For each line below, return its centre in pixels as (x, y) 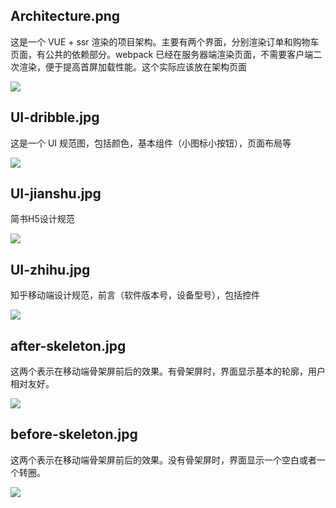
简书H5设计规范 (42, 219)
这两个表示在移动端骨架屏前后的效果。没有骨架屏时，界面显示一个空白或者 (163, 460)
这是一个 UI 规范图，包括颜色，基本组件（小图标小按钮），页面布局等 (151, 143)
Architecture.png (65, 16)
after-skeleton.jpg (68, 345)
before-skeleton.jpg (74, 434)
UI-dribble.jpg (55, 117)
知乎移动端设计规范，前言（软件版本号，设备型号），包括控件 (135, 295)
